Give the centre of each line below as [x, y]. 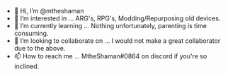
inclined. [27, 66]
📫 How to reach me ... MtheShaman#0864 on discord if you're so [110, 56]
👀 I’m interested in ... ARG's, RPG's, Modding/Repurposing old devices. [117, 18]
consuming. [31, 33]
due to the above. [40, 48]
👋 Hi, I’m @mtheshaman [49, 11]
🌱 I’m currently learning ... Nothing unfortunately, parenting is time [110, 26]
